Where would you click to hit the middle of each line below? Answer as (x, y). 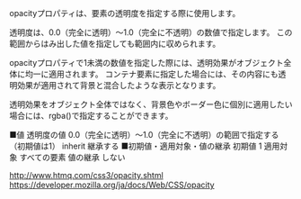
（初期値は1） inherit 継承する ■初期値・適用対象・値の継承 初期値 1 (136, 146)
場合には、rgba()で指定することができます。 (91, 116)
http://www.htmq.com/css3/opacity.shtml (86, 175)
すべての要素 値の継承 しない (72, 157)
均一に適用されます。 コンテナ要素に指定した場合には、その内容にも (151, 74)
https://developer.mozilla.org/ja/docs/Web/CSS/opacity (112, 185)
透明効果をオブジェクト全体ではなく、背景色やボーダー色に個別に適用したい (151, 104)
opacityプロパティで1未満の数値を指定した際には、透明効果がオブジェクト (146, 63)
